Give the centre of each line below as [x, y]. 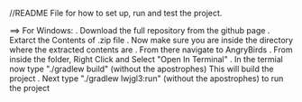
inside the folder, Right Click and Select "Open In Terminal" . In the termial [146, 59]
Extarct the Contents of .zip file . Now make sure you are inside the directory [151, 40]
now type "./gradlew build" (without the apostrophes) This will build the [142, 69]
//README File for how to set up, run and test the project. [116, 13]
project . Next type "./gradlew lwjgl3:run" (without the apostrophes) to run [146, 79]
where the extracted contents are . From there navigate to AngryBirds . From [151, 50]
